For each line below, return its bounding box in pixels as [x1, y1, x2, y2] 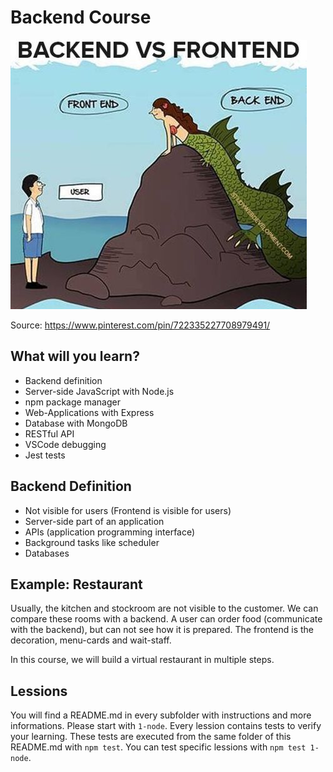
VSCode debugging [24, 438, 107, 450]
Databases [24, 547, 70, 559]
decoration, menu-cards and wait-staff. [10, 634, 172, 646]
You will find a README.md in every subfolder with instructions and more [10, 709, 312, 721]
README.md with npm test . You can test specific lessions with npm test [10, 741, 307, 753]
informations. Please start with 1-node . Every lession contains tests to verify [10, 720, 322, 732]
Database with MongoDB [24, 417, 128, 429]
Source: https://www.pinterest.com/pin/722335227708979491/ [10, 319, 271, 331]
